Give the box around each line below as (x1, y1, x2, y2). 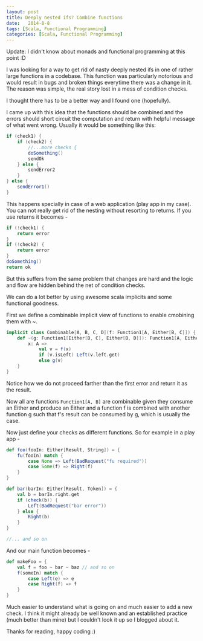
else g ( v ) (38, 358, 63, 364)
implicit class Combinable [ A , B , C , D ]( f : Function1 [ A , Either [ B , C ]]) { (6, 329, 196, 335)
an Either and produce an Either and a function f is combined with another (6, 404, 190, 411)
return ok (6, 264, 31, 270)
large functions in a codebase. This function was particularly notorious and (6, 72, 193, 80)
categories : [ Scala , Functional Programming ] (6, 31, 123, 37)
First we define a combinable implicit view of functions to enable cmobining (6, 311, 195, 318)
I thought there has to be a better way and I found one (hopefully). (6, 97, 171, 105)
